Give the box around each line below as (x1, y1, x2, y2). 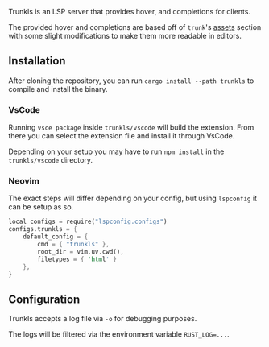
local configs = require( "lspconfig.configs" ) (8, 217, 168, 226)
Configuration (8, 292, 81, 306)
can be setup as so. (8, 202, 74, 212)
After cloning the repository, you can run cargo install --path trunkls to (8, 76, 255, 85)
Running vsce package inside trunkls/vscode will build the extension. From (8, 122, 255, 132)
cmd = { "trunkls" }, (37, 241, 110, 249)
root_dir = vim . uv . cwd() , (37, 247, 125, 256)
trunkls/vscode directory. (8, 155, 93, 165)
